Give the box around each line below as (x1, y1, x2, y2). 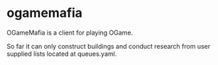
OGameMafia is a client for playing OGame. (6, 28, 133, 37)
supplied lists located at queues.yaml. (6, 49, 117, 58)
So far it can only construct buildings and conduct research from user (6, 42, 211, 50)
